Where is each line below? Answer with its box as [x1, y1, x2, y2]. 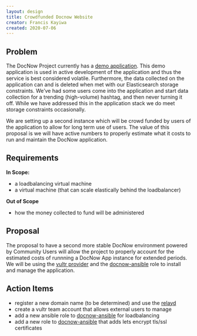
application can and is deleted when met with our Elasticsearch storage [6, 81, 179, 88]
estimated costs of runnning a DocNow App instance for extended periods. [6, 254, 188, 261]
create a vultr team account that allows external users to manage [14, 305, 172, 313]
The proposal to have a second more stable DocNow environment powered [6, 241, 188, 248]
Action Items [6, 284, 54, 294]
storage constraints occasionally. [6, 106, 86, 113]
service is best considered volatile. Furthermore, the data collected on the [6, 75, 185, 82]
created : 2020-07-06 [6, 25, 57, 31]
